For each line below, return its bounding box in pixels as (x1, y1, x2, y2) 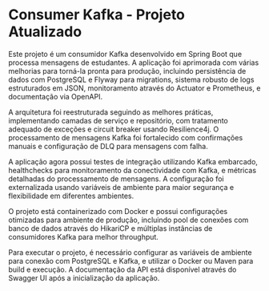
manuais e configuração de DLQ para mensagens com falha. (8, 141, 208, 151)
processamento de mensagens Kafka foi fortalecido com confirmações (8, 132, 243, 142)
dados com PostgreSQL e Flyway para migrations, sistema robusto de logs (8, 75, 255, 84)
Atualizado (8, 22, 82, 41)
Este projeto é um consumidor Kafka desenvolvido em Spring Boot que (8, 49, 243, 59)
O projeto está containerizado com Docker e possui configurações (8, 206, 228, 216)
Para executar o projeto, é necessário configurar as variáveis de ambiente (8, 247, 252, 257)
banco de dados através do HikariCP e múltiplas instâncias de (8, 223, 213, 233)
